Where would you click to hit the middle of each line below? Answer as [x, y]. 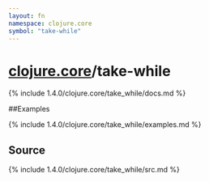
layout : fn [27, 16]
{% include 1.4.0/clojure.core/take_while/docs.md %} [97, 93]
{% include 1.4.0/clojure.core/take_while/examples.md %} [105, 125]
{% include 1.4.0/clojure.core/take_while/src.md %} [94, 170]
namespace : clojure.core [50, 23]
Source [27, 150]
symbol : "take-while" [45, 31]
